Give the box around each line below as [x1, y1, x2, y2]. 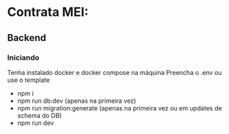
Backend [7, 32, 47, 44]
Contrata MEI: [7, 4, 89, 20]
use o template [7, 76, 50, 84]
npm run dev [17, 119, 54, 127]
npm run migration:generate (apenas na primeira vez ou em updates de [17, 103, 223, 112]
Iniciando [7, 53, 40, 62]
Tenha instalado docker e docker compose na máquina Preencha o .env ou [7, 68, 223, 76]
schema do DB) [17, 111, 62, 119]
